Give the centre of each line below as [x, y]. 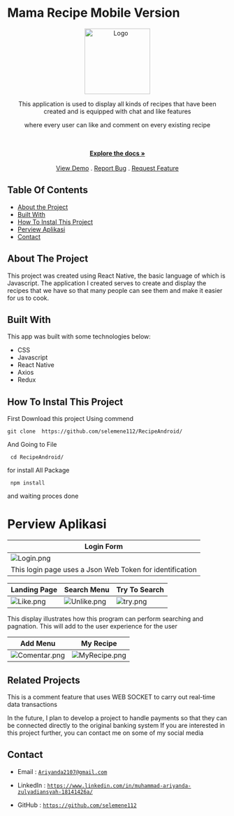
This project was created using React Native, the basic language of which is [116, 275]
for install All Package [38, 471]
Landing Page [34, 590]
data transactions [32, 704]
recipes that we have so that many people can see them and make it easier [115, 290]
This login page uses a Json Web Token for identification [104, 570]
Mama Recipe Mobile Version [94, 13]
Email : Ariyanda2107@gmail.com [62, 771]
